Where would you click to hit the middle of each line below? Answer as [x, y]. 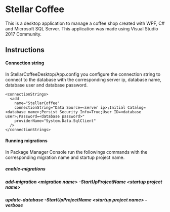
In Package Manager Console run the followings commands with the [76, 152]
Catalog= [136, 107]
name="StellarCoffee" [37, 103]
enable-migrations [25, 169]
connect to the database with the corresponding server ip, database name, [83, 79]
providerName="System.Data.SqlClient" [55, 121]
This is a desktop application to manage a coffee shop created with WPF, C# [85, 23]
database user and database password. [47, 85]
